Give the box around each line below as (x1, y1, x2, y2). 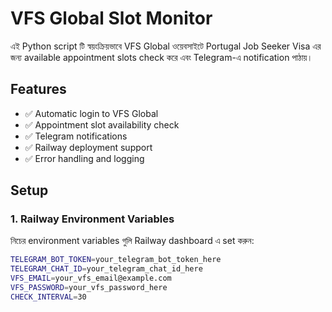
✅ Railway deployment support (24, 141, 153, 153)
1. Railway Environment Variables (10, 212, 175, 226)
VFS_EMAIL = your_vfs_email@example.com (10, 273, 172, 284)
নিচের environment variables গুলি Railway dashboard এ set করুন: (10, 235, 255, 247)
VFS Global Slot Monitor (10, 7, 213, 30)
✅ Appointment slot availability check (24, 118, 180, 131)
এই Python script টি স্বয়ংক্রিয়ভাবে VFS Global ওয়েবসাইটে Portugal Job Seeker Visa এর (10, 40, 322, 52)
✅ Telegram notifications (24, 130, 128, 142)
